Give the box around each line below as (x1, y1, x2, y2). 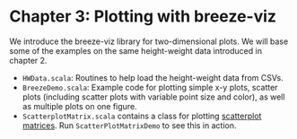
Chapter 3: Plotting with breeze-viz (9, 6, 276, 27)
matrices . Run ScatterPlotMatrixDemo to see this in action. (22, 119, 237, 131)
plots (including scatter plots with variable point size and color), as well (22, 91, 285, 102)
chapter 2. (9, 55, 48, 65)
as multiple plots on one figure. (22, 100, 137, 111)
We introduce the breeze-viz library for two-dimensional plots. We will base (9, 36, 289, 47)
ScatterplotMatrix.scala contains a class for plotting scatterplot (22, 110, 262, 121)
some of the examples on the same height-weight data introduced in (9, 45, 263, 56)
